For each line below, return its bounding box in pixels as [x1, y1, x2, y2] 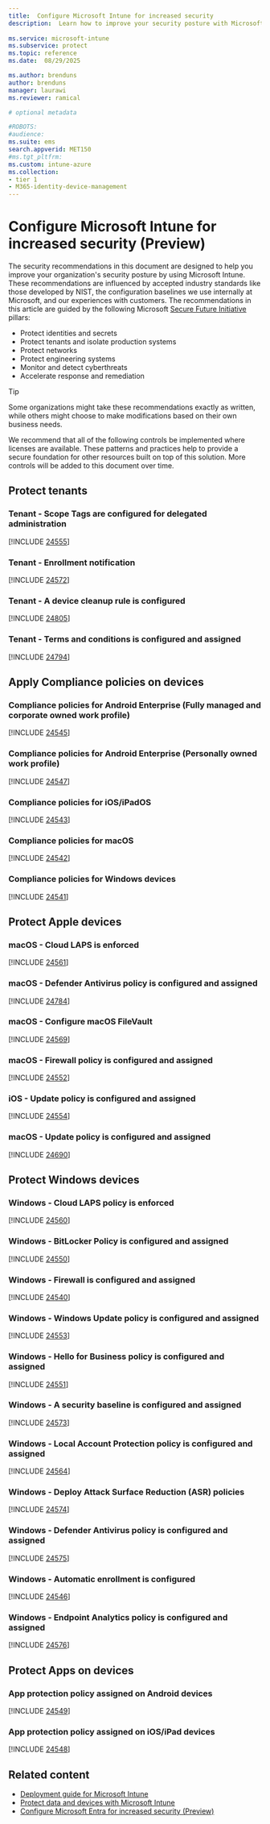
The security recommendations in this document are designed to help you [8, 261, 253, 271]
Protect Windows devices [8, 1174, 140, 1187]
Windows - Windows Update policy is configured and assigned [8, 1312, 260, 1323]
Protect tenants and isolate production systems [19, 337, 177, 347]
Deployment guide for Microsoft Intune [19, 1789, 149, 1799]
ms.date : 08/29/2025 [8, 57, 81, 65]
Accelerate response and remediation [19, 372, 145, 381]
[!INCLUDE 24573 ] [8, 1418, 70, 1427]
